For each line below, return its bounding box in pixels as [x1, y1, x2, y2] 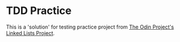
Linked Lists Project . [6, 29, 55, 36]
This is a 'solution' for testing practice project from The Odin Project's [6, 23, 174, 30]
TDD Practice [6, 4, 72, 17]
